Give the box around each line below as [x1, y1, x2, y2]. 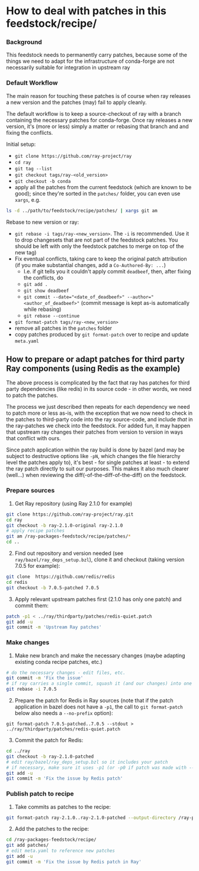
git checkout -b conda [14, 178, 71, 185]
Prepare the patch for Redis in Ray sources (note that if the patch [14, 697, 174, 704]
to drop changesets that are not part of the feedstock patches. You [14, 236, 178, 243]
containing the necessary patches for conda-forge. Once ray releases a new [6, 116, 192, 123]
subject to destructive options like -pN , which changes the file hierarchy [6, 453, 181, 460]
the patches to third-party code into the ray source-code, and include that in [6, 416, 193, 423]
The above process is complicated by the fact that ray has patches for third [6, 379, 190, 386]
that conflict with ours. [6, 435, 61, 442]
